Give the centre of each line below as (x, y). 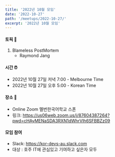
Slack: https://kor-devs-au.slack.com (49, 144)
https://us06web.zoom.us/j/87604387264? (66, 115)
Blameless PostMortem (35, 50)
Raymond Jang (35, 56)
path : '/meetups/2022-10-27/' (36, 19)
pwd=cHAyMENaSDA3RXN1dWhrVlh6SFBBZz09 (61, 120)
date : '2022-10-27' (25, 14)
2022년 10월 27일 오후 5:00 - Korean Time (54, 85)
